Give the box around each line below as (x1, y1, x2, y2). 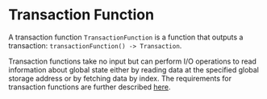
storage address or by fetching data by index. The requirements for (8, 73, 232, 83)
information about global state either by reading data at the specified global (8, 64, 260, 74)
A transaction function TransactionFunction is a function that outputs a (8, 32, 244, 42)
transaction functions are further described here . (8, 82, 171, 92)
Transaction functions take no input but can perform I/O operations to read (8, 56, 257, 66)
